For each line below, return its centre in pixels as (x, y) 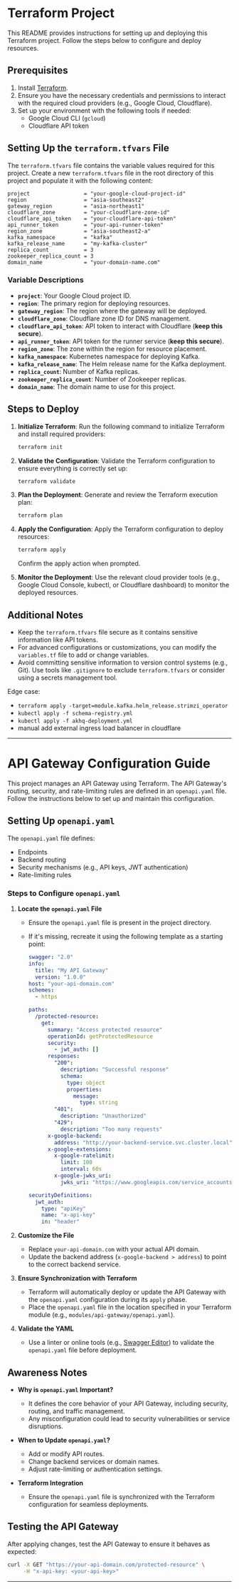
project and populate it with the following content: (80, 181)
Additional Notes (46, 615)
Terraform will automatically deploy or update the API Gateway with (127, 1292)
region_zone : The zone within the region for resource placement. (112, 348)
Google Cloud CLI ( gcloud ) (67, 118)
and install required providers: (62, 434)
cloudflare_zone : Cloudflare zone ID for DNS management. (104, 318)
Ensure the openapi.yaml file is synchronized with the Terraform (122, 1496)
